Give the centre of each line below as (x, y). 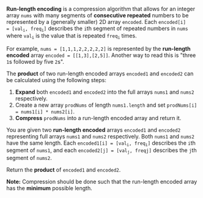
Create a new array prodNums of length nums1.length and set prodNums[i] (106, 105)
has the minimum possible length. (50, 188)
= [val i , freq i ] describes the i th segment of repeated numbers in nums (97, 29)
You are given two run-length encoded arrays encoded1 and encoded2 (94, 130)
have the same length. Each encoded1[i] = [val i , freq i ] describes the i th (101, 143)
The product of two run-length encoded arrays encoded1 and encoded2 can (100, 74)
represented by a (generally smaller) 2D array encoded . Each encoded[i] (96, 22)
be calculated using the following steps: (57, 80)
